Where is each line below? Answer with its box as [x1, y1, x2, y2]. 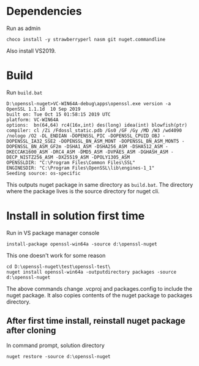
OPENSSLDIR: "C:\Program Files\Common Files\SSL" [6, 159, 136, 166]
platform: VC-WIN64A [6, 116, 59, 123]
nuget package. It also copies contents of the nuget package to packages [6, 291, 193, 299]
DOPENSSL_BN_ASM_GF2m [6, 143, 62, 149]
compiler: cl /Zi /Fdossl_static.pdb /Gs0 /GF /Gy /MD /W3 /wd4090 [6, 127, 182, 133]
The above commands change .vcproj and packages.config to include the [6, 285, 193, 292]
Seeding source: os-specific [6, 170, 81, 176]
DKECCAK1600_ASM [6, 149, 48, 155]
